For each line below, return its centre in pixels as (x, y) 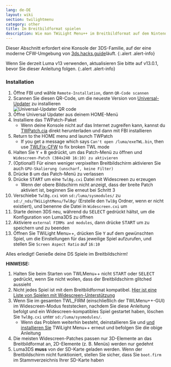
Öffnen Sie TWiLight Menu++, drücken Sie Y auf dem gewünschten (83, 233)
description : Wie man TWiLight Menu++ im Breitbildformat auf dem (77, 34)
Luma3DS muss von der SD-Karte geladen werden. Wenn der (78, 349)
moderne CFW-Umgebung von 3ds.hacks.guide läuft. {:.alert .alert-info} (80, 53)
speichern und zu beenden (41, 228)
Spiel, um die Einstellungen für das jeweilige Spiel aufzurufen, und (82, 239)
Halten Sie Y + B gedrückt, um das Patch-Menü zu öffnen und (78, 152)
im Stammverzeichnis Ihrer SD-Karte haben (58, 360)
